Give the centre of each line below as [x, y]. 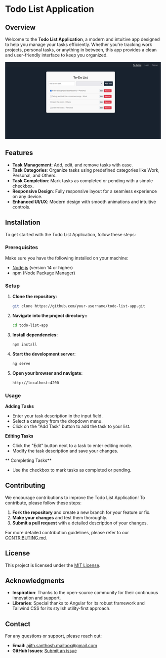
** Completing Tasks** [28, 460]
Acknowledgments [35, 581]
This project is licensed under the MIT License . [53, 565]
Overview [21, 27]
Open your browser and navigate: [47, 373]
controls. [21, 207]
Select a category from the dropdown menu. [57, 421]
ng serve [21, 363]
